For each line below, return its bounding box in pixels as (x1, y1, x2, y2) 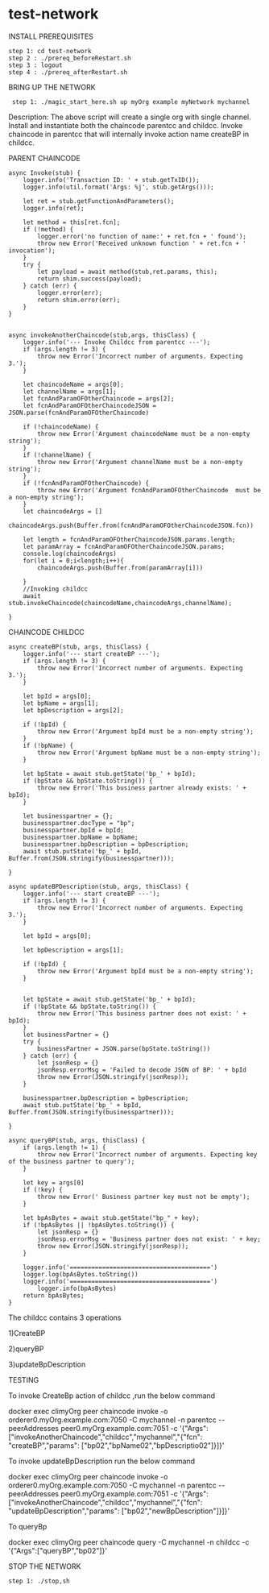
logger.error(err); (37, 288, 103, 297)
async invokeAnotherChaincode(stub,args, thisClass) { (8, 331, 197, 339)
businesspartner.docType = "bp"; (23, 819, 135, 827)
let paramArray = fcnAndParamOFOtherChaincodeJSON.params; (23, 542, 226, 550)
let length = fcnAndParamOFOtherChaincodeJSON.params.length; (23, 535, 236, 544)
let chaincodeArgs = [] (23, 507, 103, 516)
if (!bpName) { (23, 741, 74, 749)
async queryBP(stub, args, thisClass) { (8, 1136, 147, 1144)
